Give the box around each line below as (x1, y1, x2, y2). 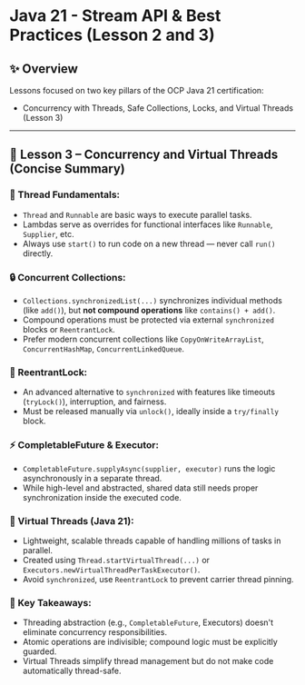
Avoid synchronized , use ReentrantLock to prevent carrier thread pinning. (22, 573, 294, 584)
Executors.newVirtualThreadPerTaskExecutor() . (22, 564, 201, 575)
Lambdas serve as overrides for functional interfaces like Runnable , (22, 219, 273, 230)
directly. (22, 247, 54, 259)
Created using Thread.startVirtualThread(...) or (22, 554, 211, 565)
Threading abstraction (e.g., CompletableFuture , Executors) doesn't (22, 617, 274, 628)
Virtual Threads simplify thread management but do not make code (22, 656, 274, 667)
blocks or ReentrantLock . (22, 323, 115, 334)
